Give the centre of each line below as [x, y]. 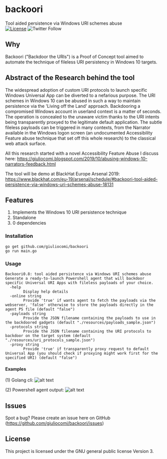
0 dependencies [29, 223]
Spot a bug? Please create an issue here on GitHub [58, 418]
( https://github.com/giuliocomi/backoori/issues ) [55, 423]
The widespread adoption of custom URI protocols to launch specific [76, 90]
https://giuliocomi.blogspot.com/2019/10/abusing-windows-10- [82, 158]
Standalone [24, 218]
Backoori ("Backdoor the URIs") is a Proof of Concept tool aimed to [74, 56]
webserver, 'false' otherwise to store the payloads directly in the [79, 305]
